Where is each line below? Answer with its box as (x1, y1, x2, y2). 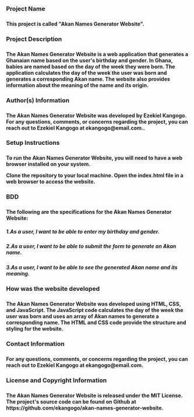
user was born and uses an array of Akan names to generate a (6, 312, 159, 319)
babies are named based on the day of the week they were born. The (6, 63, 175, 70)
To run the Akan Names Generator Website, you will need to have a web (6, 154, 183, 162)
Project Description (6, 34, 62, 43)
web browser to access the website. (6, 178, 96, 185)
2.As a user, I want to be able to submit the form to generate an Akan (6, 243, 177, 250)
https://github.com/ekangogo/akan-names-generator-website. (6, 404, 164, 411)
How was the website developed (6, 284, 100, 293)
